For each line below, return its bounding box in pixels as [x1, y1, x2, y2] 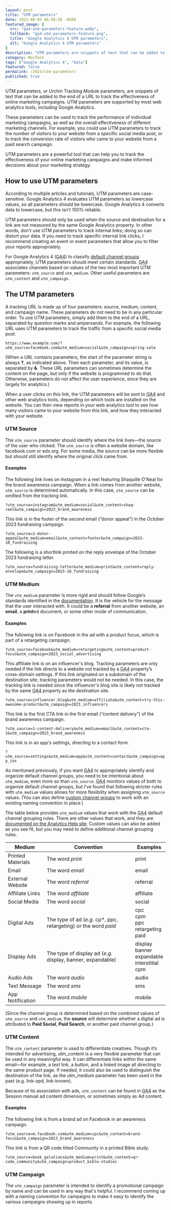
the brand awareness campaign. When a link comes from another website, [5, 482, 162, 488]
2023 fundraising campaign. [5, 521, 65, 527]
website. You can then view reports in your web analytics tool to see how [5, 402, 159, 408]
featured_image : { [5, 21, 44, 27]
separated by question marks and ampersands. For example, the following [5, 320, 161, 326]
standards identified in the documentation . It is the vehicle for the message [5, 598, 163, 604]
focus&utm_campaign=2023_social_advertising [5, 651, 101, 657]
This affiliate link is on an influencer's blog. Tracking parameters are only [5, 660, 158, 666]
